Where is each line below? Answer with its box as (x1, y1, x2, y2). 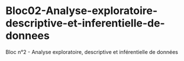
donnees (5, 29, 50, 42)
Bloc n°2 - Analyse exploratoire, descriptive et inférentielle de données (5, 48, 179, 55)
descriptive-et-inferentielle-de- (5, 16, 165, 30)
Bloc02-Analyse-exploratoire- (5, 4, 158, 18)
